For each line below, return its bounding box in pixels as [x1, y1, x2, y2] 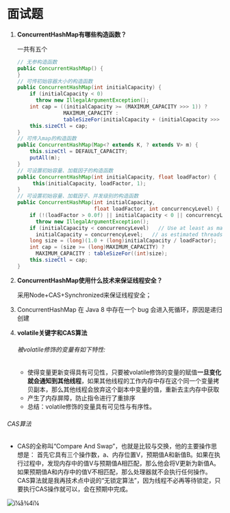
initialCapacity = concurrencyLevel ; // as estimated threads [35, 231, 223, 238]
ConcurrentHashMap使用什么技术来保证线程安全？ [16, 276, 163, 284]
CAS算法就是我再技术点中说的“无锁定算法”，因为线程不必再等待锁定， [16, 477, 215, 485]
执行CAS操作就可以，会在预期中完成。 [23, 485, 132, 493]
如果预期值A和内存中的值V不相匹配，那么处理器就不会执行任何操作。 [16, 468, 212, 476]
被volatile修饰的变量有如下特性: [16, 345, 106, 354]
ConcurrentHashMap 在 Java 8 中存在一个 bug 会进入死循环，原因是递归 [16, 305, 222, 313]
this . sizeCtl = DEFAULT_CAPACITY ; [29, 148, 128, 155]
